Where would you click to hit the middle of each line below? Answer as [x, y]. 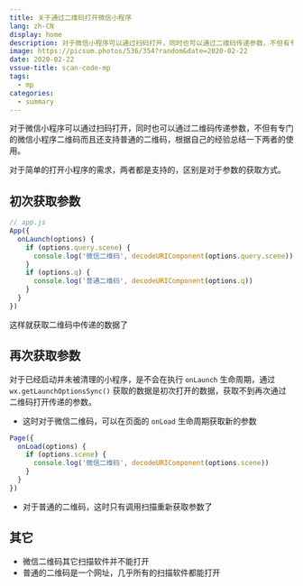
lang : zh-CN [32, 26]
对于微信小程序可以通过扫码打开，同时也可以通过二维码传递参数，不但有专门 [151, 128]
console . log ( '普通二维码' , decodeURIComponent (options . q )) [143, 281]
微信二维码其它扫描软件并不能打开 [86, 561]
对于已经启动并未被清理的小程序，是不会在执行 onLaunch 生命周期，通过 [142, 379]
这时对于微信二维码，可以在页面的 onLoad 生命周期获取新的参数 [139, 421]
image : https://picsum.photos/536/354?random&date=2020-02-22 [129, 51]
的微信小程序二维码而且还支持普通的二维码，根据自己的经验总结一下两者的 [147, 140]
